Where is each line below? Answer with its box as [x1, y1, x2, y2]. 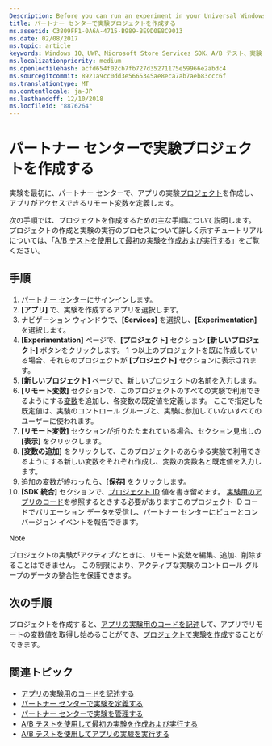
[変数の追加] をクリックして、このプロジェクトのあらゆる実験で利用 [20, 446, 248, 456]
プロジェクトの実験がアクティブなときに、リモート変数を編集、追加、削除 [9, 549, 257, 559]
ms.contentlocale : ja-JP [9, 87, 93, 95]
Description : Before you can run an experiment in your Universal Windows [9, 11, 266, 20]
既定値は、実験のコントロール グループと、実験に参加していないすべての [20, 405, 262, 415]
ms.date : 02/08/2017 [9, 34, 79, 43]
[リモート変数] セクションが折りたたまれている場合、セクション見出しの [20, 426, 262, 435]
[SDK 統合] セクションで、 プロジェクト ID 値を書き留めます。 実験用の [20, 486, 255, 496]
